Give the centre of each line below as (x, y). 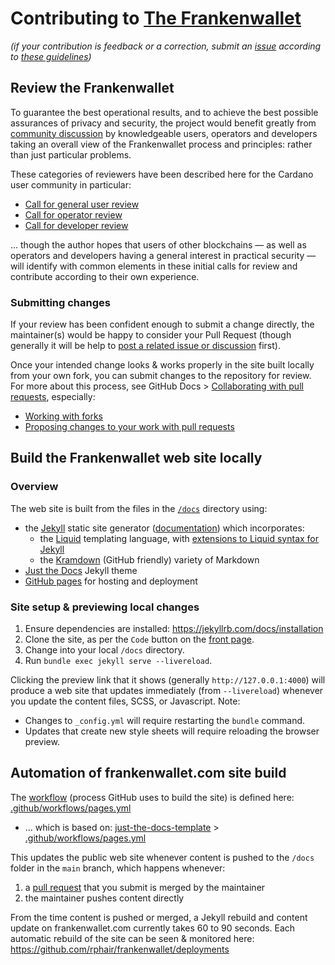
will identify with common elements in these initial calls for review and (154, 266)
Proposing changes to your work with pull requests (129, 427)
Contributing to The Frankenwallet (156, 18)
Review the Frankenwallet (92, 88)
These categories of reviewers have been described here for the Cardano (162, 174)
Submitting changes (60, 302)
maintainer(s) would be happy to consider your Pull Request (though (151, 335)
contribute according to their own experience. (105, 276)
